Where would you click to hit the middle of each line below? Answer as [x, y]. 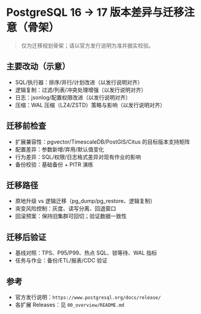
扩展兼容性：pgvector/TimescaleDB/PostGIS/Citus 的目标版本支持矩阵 [102, 142]
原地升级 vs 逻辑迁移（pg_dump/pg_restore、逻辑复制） [85, 201]
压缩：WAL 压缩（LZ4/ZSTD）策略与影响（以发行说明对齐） [90, 105]
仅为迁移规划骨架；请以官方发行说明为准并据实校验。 [87, 45]
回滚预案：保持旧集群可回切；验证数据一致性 [71, 216]
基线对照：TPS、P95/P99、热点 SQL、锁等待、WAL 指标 [86, 253]
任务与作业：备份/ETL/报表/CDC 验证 [61, 261]
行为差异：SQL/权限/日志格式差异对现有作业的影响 [78, 157]
